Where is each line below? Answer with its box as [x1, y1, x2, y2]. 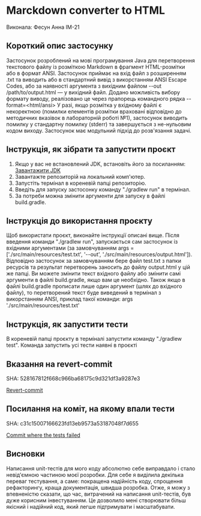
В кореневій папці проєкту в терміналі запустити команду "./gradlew [6, 335, 182, 343]
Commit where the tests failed [6, 431, 81, 439]
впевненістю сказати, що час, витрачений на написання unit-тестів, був [6, 490, 191, 497]
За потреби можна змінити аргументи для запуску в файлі [14, 192, 166, 199]
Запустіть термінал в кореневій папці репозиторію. [14, 179, 146, 187]
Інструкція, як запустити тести [6, 319, 128, 329]
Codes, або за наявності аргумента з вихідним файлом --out [6, 82, 162, 89]
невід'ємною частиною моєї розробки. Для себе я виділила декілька [6, 471, 184, 478]
